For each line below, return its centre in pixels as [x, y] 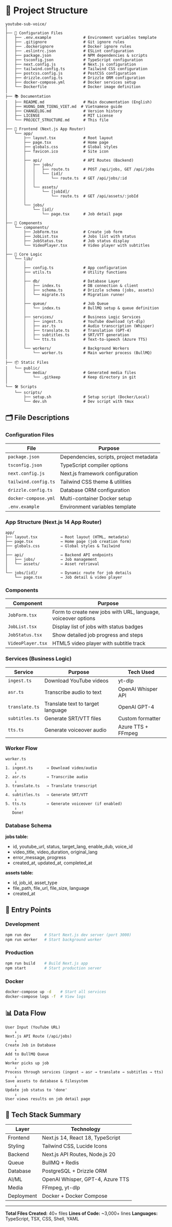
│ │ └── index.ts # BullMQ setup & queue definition [82, 308]
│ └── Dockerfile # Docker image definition [73, 86]
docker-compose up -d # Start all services [56, 992]
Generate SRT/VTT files [73, 718]
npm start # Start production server [53, 968]
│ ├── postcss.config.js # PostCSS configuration [71, 73]
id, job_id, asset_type [35, 883]
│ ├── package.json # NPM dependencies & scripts [76, 55]
